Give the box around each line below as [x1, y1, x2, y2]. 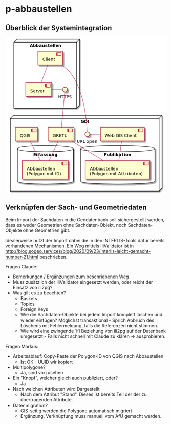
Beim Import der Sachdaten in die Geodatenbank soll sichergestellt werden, [5, 217, 165, 223]
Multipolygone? [12, 364, 46, 370]
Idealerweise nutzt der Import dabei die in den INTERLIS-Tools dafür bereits [5, 238, 165, 244]
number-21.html [5, 254, 39, 260]
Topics [20, 301, 35, 307]
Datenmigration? [12, 402, 48, 409]
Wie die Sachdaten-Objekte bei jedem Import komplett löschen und [20, 312, 163, 318]
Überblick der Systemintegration [5, 24, 112, 32]
